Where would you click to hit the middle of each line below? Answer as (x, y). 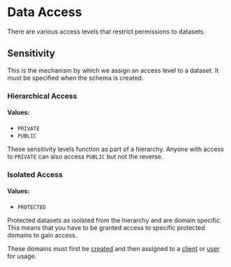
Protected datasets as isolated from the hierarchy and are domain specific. (114, 220)
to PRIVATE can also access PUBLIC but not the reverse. (85, 156)
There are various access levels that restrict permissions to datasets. (106, 31)
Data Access (45, 12)
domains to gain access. (42, 235)
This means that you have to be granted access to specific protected (106, 228)
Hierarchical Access (42, 96)
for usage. (22, 256)
